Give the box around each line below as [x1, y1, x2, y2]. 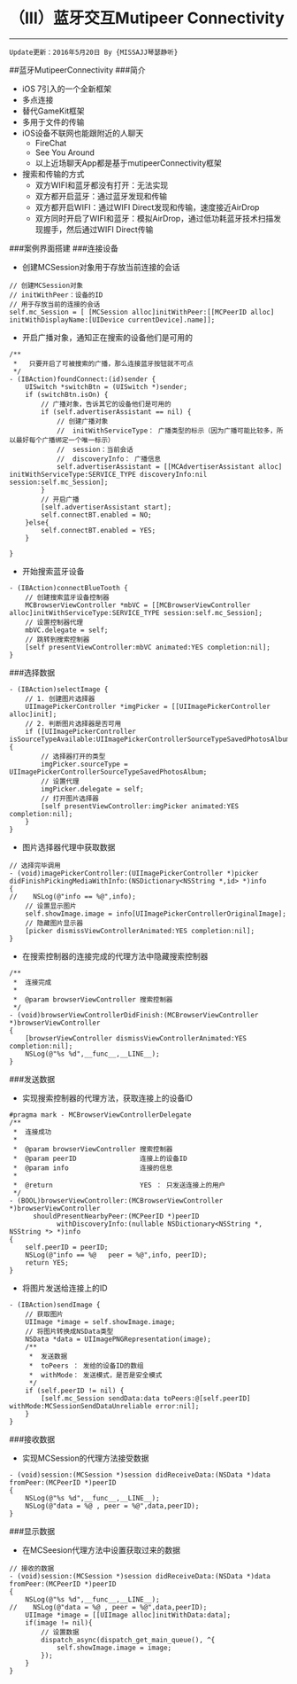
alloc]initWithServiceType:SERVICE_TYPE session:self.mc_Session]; [9, 608, 263, 617]
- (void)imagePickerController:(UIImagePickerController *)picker [9, 869, 259, 877]
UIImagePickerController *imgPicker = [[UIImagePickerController [25, 702, 271, 711]
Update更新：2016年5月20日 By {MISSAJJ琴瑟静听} [9, 48, 179, 57]
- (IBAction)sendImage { [9, 1300, 101, 1309]
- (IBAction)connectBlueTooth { [9, 583, 128, 592]
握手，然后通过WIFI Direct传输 [42, 223, 154, 235]
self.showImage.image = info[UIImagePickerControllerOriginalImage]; [25, 909, 287, 918]
